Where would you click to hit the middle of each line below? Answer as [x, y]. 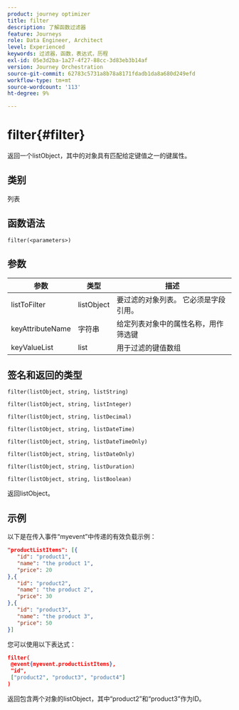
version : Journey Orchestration [55, 67]
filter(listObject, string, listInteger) [70, 405]
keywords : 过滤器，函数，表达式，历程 [58, 54]
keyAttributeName [41, 329]
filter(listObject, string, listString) [68, 392]
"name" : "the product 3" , [55, 616]
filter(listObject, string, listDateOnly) [71, 454]
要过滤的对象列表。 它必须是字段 [171, 299]
